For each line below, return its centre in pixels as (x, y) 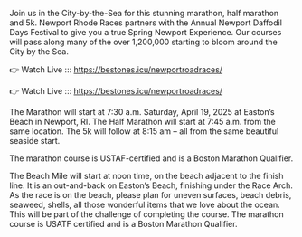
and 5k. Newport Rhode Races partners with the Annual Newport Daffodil (146, 23)
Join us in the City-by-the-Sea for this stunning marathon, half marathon (144, 13)
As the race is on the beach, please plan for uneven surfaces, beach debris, (151, 195)
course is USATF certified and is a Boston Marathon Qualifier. (123, 224)
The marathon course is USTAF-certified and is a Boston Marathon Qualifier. (151, 158)
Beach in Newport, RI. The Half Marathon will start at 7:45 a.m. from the (142, 122)
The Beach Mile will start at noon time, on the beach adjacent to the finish (146, 176)
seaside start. (35, 141)
